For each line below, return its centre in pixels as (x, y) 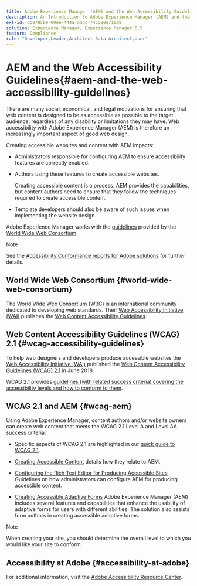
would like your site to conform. (44, 544)
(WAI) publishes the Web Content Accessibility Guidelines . (77, 316)
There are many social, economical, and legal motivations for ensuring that (96, 108)
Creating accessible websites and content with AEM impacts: (80, 145)
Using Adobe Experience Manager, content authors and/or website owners (96, 420)
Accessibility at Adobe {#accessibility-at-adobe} (98, 563)
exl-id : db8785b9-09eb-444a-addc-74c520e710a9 (64, 22)
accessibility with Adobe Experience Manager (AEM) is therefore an (88, 127)
